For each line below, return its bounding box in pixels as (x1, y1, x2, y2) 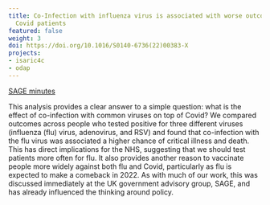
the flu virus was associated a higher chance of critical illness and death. (8, 136, 250, 146)
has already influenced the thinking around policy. (8, 187, 174, 197)
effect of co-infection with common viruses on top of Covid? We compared (8, 110, 257, 120)
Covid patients (15, 19, 67, 27)
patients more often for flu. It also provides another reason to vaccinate (8, 153, 244, 162)
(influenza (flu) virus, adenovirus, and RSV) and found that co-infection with (8, 127, 260, 137)
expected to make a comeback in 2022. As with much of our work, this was (8, 170, 259, 179)
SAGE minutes (8, 86, 56, 96)
